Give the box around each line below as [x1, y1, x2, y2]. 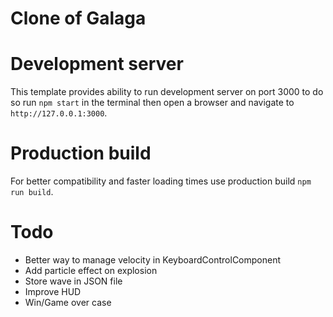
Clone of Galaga [10, 7, 147, 30]
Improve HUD [24, 286, 82, 297]
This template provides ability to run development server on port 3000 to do [10, 86, 324, 98]
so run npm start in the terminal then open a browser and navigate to [10, 97, 295, 109]
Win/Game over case [24, 297, 112, 308]
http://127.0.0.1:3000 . [10, 107, 108, 119]
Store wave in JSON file [24, 275, 123, 287]
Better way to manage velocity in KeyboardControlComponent [24, 254, 282, 266]
